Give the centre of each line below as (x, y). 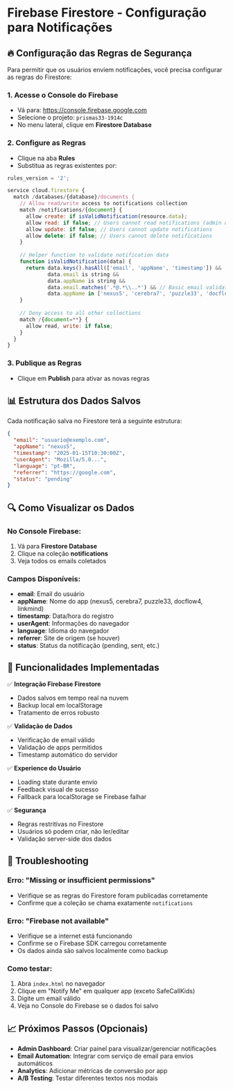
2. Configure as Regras (47, 143)
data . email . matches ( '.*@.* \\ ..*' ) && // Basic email (125, 287)
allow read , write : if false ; (69, 326)
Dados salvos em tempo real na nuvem (73, 698)
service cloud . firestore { (46, 191)
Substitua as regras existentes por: (67, 165)
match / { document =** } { (54, 319)
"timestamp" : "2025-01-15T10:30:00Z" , (70, 453)
